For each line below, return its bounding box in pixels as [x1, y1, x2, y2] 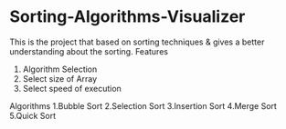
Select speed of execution [22, 83, 122, 94]
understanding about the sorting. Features [9, 45, 169, 56]
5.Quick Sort [9, 110, 57, 121]
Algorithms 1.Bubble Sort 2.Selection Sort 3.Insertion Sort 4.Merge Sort [9, 100, 277, 111]
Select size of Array [22, 73, 98, 84]
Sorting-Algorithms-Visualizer [9, 6, 246, 27]
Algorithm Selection [22, 64, 98, 74]
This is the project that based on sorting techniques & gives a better [9, 36, 265, 47]
